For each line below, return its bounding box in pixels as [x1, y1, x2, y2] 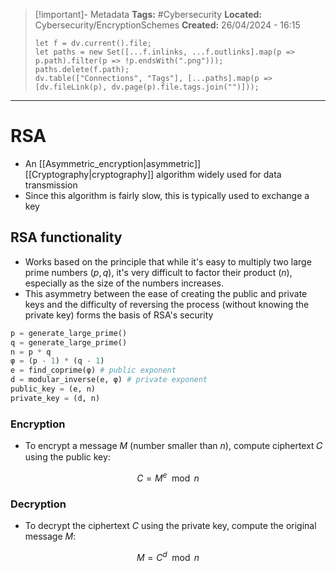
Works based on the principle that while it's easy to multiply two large [24, 255, 312, 268]
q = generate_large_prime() [10, 337, 128, 348]
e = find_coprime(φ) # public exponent [10, 365, 177, 376]
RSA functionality [10, 229, 123, 246]
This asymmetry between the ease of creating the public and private [24, 287, 308, 299]
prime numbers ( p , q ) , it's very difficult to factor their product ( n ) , [24, 266, 293, 278]
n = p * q [10, 347, 52, 357]
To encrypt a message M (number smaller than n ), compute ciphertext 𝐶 [24, 440, 323, 452]
